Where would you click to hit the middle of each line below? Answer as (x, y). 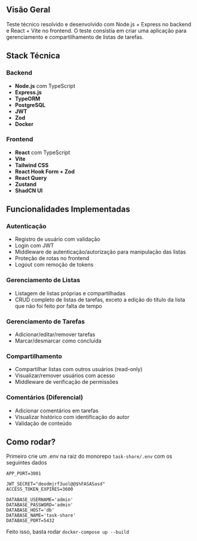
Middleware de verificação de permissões (67, 382)
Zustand (26, 184)
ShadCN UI (29, 190)
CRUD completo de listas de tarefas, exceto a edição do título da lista (100, 299)
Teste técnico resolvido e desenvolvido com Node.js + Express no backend (99, 24)
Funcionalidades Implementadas (68, 210)
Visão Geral (28, 10)
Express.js (28, 92)
